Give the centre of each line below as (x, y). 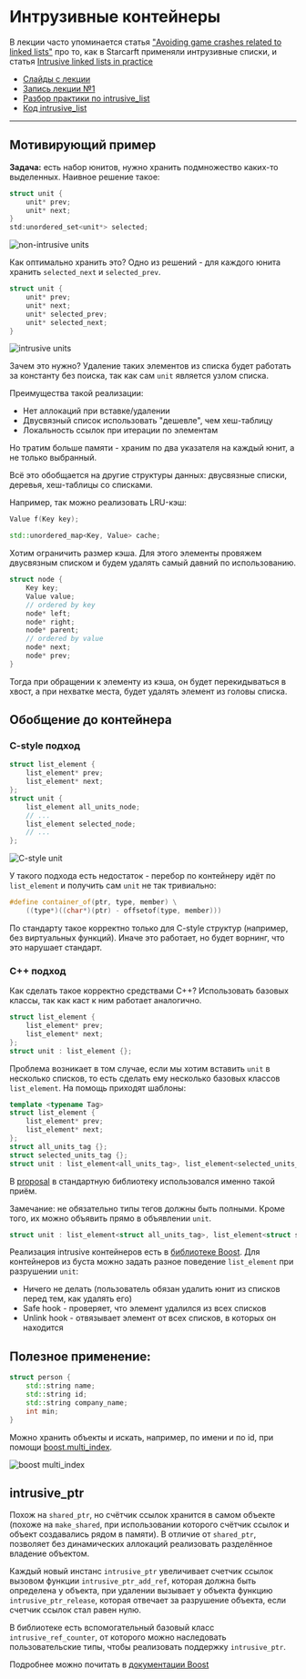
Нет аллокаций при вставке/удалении (96, 411)
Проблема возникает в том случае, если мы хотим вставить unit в (140, 1068)
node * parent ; (52, 630)
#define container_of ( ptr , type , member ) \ (93, 902)
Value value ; (51, 596)
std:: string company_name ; (77, 1403)
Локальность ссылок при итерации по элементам (120, 431)
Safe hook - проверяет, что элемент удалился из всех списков (144, 1308)
